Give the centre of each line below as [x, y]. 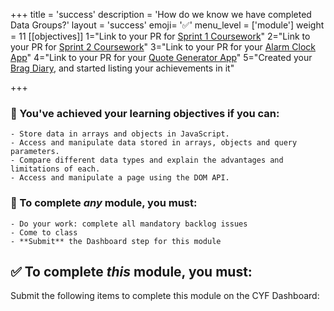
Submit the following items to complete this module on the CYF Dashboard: [165, 296]
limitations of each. [55, 169]
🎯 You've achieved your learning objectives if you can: [145, 113]
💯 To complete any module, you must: [104, 203]
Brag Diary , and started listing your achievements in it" [122, 68]
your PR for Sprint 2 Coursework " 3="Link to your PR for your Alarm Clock [163, 47]
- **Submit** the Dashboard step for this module [116, 241]
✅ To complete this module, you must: [131, 271]
